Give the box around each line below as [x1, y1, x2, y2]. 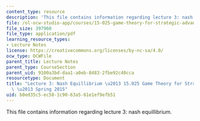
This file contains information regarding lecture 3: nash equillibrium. [6, 108, 173, 115]
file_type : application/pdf [6, 31, 76, 37]
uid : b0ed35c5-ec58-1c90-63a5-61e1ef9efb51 [6, 92, 116, 98]
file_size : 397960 [6, 25, 52, 32]
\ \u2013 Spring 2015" [11, 86, 68, 92]
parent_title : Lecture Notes [6, 58, 79, 64]
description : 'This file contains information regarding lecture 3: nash [6, 14, 193, 20]
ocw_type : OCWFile [6, 53, 52, 59]
